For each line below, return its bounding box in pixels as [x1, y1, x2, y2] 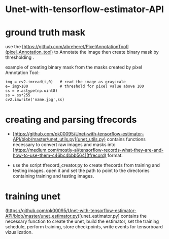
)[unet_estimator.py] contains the [78, 213, 147, 219]
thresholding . [5, 54, 35, 60]
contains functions [107, 136, 146, 143]
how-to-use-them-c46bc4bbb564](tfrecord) [12, 152, 107, 158]
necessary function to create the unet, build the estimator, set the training [5, 218, 159, 224]
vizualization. [5, 229, 33, 235]
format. [107, 152, 123, 158]
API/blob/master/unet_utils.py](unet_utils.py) [12, 136, 106, 143]
